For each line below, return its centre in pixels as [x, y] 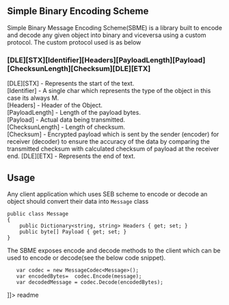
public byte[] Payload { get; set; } [73, 232]
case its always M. [33, 98]
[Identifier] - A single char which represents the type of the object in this [109, 91]
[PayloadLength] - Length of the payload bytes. [74, 113]
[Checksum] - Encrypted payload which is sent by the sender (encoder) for [113, 134]
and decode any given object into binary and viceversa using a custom [107, 35]
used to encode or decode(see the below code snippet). [86, 257]
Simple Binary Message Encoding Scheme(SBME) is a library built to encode [114, 27]
